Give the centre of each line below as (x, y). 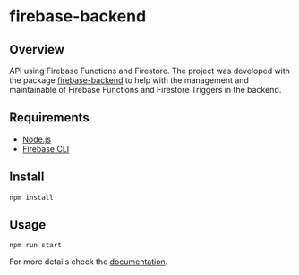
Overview (37, 50)
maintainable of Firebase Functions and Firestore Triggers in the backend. (145, 90)
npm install (31, 197)
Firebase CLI (46, 148)
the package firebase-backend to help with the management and (129, 80)
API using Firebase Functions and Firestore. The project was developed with (150, 71)
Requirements (49, 118)
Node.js (37, 139)
